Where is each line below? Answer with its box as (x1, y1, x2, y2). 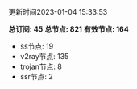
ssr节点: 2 (19, 72, 54, 81)
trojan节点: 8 (19, 61, 62, 71)
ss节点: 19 (19, 41, 54, 51)
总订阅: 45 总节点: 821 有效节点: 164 (8, 24, 129, 34)
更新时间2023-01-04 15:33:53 (8, 7, 108, 16)
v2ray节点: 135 (19, 52, 69, 61)
